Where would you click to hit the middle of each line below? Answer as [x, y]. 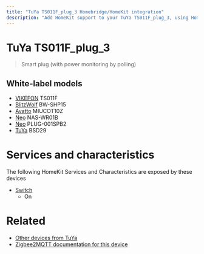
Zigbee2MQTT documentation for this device [71, 244]
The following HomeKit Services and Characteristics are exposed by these [99, 172]
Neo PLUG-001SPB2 [41, 124]
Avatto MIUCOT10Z [39, 111]
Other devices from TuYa [46, 238]
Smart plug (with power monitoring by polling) [79, 64]
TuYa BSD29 [31, 131]
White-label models [44, 84]
